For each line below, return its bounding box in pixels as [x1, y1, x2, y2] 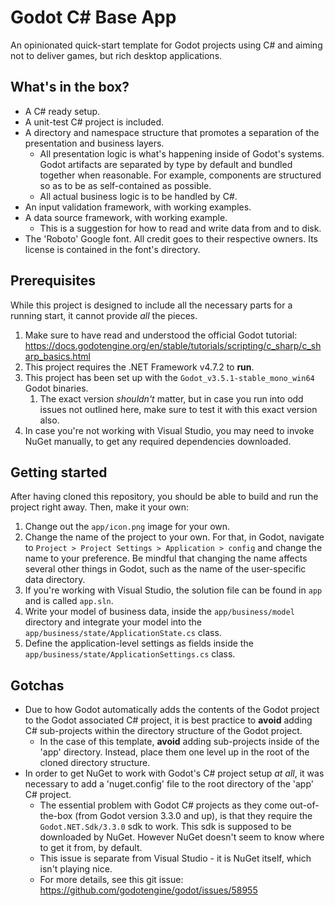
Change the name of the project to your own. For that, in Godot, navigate [24, 531, 325, 543]
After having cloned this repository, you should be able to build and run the [10, 491, 319, 503]
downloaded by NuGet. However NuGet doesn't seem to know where [39, 831, 325, 843]
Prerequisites [10, 272, 96, 290]
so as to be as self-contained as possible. [39, 179, 212, 191]
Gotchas [10, 677, 65, 694]
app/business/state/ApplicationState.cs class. [24, 627, 222, 639]
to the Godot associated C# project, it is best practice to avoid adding [24, 714, 313, 726]
